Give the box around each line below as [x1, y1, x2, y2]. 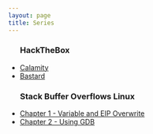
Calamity [19, 62, 49, 72]
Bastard [19, 71, 46, 80]
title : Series [8, 19, 55, 27]
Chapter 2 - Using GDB [19, 117, 95, 127]
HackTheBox [19, 45, 70, 56]
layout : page [8, 11, 51, 20]
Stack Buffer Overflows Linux [19, 91, 136, 102]
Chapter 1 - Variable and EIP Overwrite [19, 109, 145, 118]
